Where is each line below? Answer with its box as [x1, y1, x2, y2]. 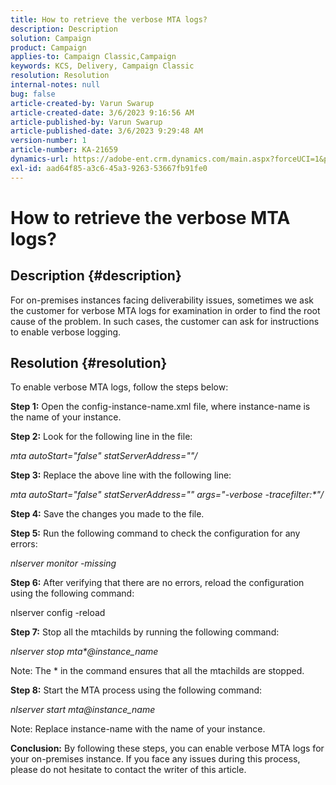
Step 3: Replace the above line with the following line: [10, 469, 232, 481]
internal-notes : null [10, 80, 101, 90]
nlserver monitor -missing [10, 557, 117, 570]
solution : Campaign [10, 33, 92, 43]
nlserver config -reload [10, 607, 106, 619]
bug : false [10, 89, 56, 99]
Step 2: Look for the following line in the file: [10, 431, 193, 443]
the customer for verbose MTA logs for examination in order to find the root [10, 304, 321, 316]
